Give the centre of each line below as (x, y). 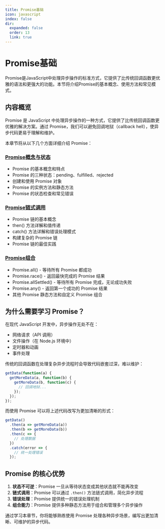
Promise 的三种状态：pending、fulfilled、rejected (63, 175)
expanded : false (26, 28)
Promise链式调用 (25, 207)
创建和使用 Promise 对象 (37, 181)
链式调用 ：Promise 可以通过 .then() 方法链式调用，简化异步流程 (78, 493)
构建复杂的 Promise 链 (35, 238)
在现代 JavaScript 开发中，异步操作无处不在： (52, 324)
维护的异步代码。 (35, 522)
